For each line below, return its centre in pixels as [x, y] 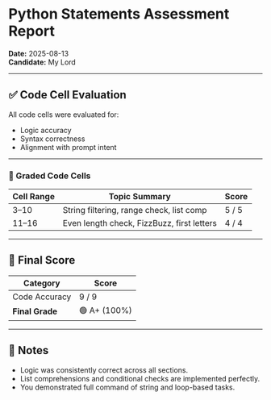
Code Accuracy [42, 297]
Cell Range [33, 197]
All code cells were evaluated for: [64, 115]
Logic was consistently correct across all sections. [104, 370]
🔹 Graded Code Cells [50, 176]
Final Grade [35, 311]
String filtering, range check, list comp [135, 210]
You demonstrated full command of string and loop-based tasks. [127, 387]
